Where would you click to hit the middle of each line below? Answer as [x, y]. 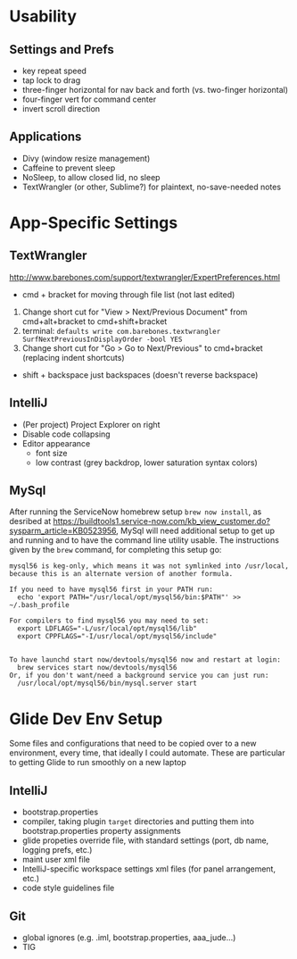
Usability [43, 17]
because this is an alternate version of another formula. [121, 574]
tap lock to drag [51, 80]
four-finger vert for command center [89, 99]
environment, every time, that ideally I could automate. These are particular [147, 753]
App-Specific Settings [94, 223]
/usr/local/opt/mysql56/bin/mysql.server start [107, 684]
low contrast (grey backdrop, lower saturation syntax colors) [147, 463]
